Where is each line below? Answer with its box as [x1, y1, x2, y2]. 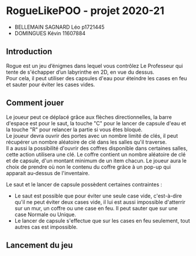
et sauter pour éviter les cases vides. [6, 81, 95, 88]
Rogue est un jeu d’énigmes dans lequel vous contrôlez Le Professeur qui [6, 62, 183, 69]
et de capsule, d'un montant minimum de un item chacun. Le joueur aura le [6, 157, 187, 164]
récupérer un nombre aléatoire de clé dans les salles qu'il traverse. [6, 138, 167, 145]
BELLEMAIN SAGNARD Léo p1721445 [14, 23, 105, 30]
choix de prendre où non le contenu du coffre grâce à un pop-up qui [6, 163, 171, 170]
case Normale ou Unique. [14, 211, 77, 218]
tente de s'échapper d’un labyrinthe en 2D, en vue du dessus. [6, 69, 154, 76]
